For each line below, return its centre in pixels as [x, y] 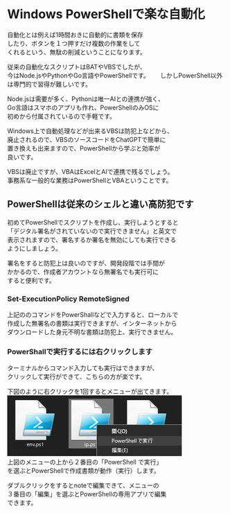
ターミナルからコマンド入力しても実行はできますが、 [83, 368]
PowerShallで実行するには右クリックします [80, 351]
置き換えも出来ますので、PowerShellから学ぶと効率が [84, 148]
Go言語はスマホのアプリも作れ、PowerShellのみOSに [83, 107]
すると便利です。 [31, 280]
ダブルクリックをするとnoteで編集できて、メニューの [83, 485]
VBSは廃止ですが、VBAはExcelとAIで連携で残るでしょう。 [90, 171]
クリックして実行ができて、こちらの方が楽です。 [77, 377]
